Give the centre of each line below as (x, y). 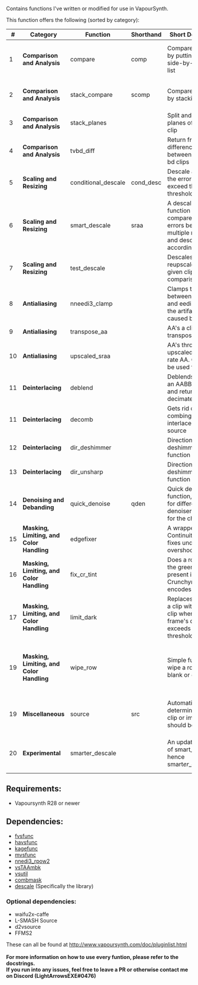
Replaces (180, 599)
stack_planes (89, 123)
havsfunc (26, 842)
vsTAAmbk (28, 867)
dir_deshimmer (91, 447)
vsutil (21, 873)
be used (179, 367)
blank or (179, 675)
